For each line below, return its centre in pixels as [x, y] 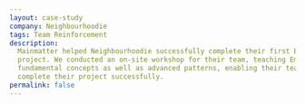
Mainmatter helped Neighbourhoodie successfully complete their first [154, 52]
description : [34, 43]
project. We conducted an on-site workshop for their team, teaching [152, 60]
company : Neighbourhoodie [58, 26]
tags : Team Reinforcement [58, 34]
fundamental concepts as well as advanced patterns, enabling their [150, 69]
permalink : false [42, 85]
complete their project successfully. [91, 77]
